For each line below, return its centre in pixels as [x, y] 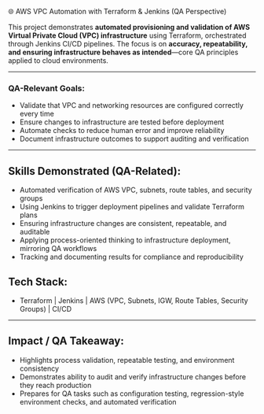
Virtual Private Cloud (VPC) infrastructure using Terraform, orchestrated [127, 35]
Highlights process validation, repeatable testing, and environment [127, 360]
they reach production [55, 385]
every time [37, 114]
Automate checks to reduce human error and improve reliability [122, 131]
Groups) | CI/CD [46, 309]
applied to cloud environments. [58, 61]
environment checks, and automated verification [98, 401]
